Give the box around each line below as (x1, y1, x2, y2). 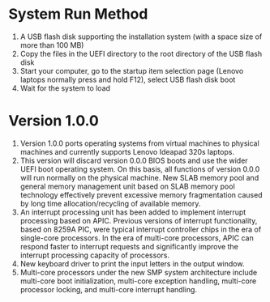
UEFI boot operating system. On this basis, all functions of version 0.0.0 (19, 164, 260, 174)
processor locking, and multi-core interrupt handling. (19, 284, 197, 294)
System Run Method (8, 5, 148, 23)
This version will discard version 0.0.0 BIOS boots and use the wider (19, 155, 249, 165)
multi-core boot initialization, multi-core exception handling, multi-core (19, 276, 257, 286)
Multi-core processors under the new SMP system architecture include (19, 267, 258, 277)
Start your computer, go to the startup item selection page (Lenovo (19, 66, 244, 75)
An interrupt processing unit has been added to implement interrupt (19, 207, 246, 217)
